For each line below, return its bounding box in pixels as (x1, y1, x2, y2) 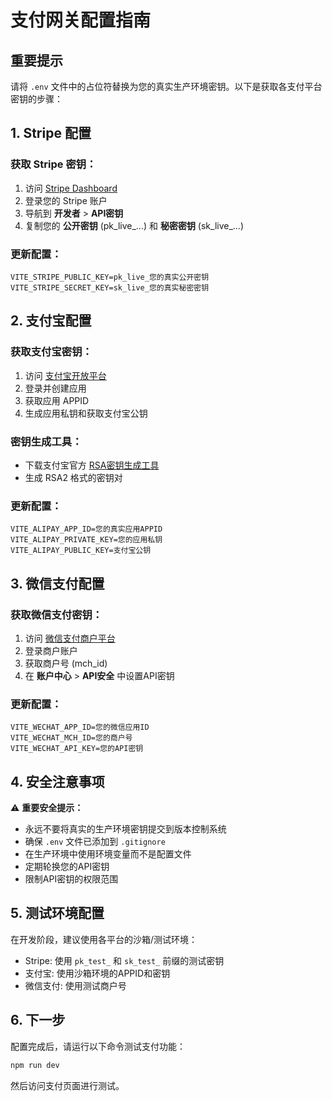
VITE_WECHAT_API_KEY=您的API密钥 (10, 744, 144, 754)
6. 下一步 (10, 1012, 66, 1029)
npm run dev (10, 1060, 60, 1070)
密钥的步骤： (10, 93, 63, 105)
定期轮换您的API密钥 (24, 861, 110, 873)
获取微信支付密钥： (10, 607, 103, 621)
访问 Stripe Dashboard (24, 182, 118, 194)
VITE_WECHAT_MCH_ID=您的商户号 (10, 733, 133, 743)
